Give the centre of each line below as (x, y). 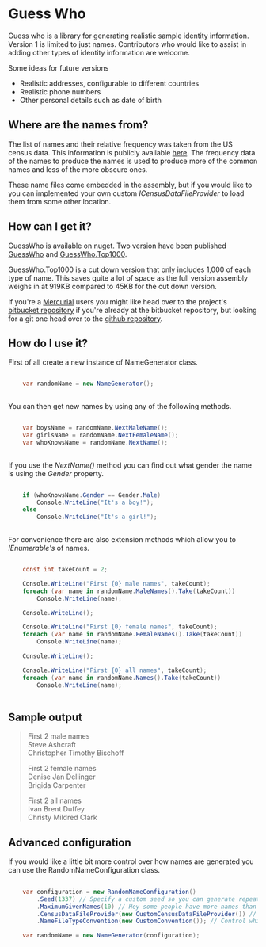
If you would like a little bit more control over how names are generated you (131, 861)
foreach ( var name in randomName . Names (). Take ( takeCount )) (122, 678)
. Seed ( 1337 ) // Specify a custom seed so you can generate (136, 899)
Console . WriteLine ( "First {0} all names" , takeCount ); (115, 670)
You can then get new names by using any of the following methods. (120, 407)
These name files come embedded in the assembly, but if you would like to (130, 185)
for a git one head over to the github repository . (85, 319)
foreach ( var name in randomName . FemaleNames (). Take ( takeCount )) (133, 635)
